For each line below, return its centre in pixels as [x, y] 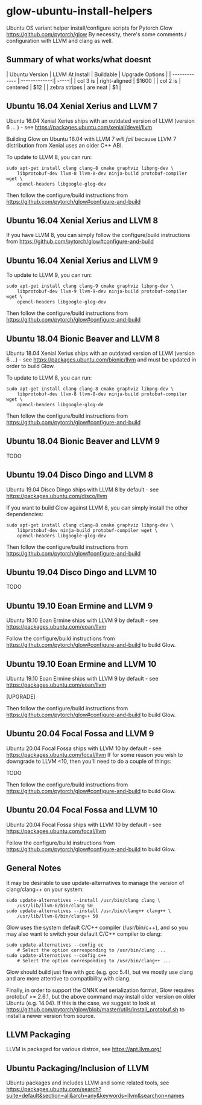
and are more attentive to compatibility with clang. [68, 978]
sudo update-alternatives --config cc [55, 945]
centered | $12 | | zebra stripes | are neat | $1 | [64, 87]
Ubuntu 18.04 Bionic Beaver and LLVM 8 [83, 339]
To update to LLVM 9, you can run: [49, 275]
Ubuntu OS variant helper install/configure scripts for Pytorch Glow [90, 28]
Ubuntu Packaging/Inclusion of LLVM [78, 1068]
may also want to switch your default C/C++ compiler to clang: [84, 934]
